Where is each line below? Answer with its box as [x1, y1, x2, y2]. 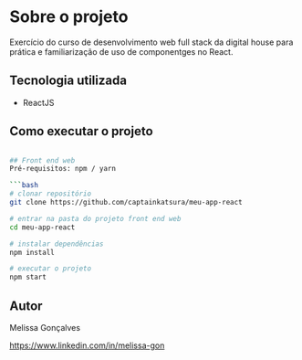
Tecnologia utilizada [9, 73, 128, 89]
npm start [9, 272, 47, 282]
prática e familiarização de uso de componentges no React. [9, 46, 234, 57]
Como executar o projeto [9, 123, 153, 139]
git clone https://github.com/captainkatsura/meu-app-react [9, 198, 244, 207]
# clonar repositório [9, 189, 92, 198]
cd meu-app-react [9, 222, 76, 232]
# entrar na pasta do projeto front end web [9, 214, 182, 223]
